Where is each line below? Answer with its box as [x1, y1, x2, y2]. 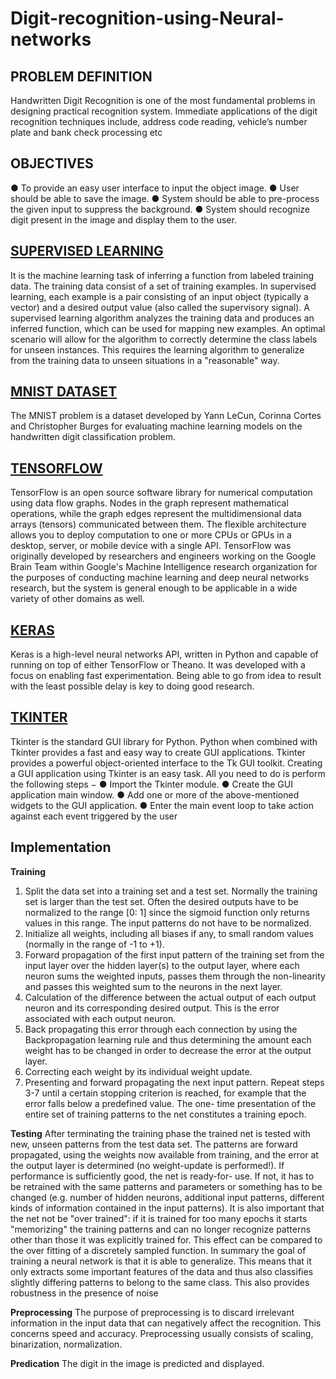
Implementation [10, 839, 112, 856]
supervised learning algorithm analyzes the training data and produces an [10, 312, 315, 324]
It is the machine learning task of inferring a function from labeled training [10, 269, 315, 281]
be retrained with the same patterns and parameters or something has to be [10, 1180, 323, 1192]
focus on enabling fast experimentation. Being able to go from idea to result [10, 670, 322, 682]
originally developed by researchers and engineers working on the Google [10, 550, 317, 562]
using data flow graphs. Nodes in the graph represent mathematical [10, 497, 289, 509]
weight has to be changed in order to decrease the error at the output [24, 1044, 312, 1056]
